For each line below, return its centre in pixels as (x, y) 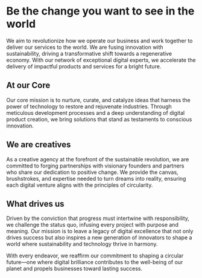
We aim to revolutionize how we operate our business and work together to (99, 40)
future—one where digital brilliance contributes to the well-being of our (95, 262)
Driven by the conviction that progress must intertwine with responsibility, (98, 218)
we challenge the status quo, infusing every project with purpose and (93, 225)
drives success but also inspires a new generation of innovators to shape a (99, 238)
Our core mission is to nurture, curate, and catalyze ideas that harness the (99, 100)
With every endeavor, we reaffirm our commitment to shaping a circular (95, 256)
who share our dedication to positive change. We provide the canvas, (93, 172)
